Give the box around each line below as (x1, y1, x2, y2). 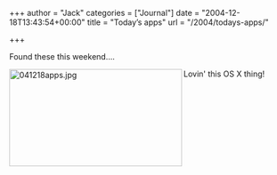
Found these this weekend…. (9, 52, 116, 61)
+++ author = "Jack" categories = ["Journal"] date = (9, 8, 200, 18)
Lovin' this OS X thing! (183, 68, 265, 79)
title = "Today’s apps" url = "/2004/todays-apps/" (86, 17, 269, 28)
